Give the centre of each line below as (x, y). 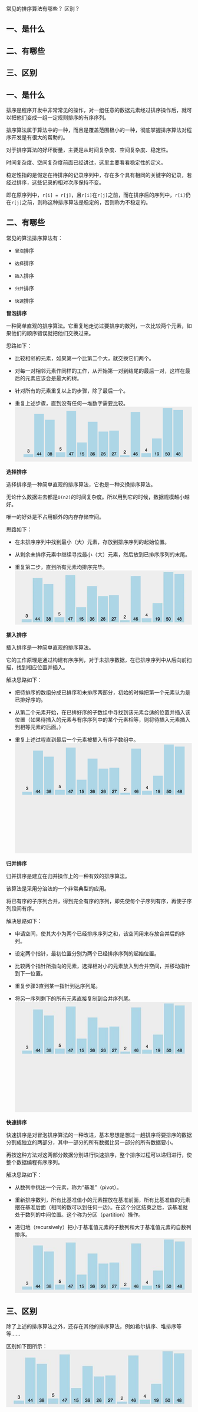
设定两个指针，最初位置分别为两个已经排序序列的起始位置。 (87, 954)
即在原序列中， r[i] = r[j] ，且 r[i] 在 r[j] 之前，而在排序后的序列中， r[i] (96, 195)
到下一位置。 (30, 974)
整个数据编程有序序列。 (34, 1162)
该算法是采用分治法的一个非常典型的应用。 (58, 889)
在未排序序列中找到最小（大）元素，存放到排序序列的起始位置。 (92, 542)
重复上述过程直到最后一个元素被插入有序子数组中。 (77, 740)
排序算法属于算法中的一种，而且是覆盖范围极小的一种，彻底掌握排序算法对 (96, 130)
